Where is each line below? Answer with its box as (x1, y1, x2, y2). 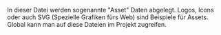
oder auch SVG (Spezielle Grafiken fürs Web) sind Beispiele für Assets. (7, 13, 209, 21)
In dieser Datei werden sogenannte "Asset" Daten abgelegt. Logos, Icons (7, 6, 215, 14)
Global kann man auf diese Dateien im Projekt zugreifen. (7, 21, 167, 28)
